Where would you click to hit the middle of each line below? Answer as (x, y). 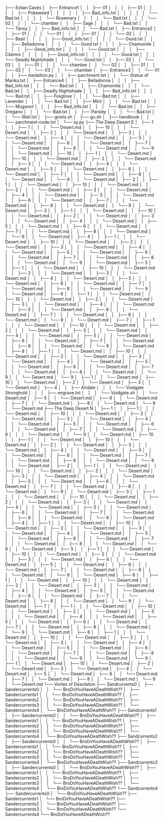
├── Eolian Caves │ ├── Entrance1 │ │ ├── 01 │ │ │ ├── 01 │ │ (79, 8)
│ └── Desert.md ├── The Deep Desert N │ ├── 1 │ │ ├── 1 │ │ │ (80, 408)
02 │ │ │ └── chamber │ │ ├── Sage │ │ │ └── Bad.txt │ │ (77, 23)
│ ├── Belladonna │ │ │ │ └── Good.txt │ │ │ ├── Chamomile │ (80, 44)
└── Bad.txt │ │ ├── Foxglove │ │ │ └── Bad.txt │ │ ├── (72, 96)
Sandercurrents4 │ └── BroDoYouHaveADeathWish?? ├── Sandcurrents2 (81, 736)
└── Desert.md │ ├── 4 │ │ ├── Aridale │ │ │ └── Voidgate (74, 387)
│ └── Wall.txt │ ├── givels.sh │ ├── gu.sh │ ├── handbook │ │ (77, 117)
